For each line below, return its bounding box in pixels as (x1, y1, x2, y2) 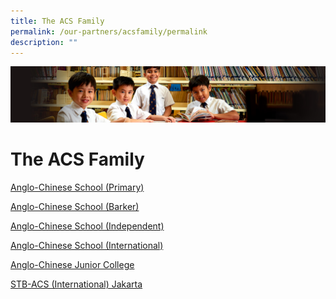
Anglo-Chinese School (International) (10, 239, 164, 251)
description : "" (10, 37, 78, 47)
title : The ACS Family (10, 16, 105, 26)
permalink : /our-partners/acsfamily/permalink (10, 26, 208, 37)
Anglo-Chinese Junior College (10, 258, 135, 270)
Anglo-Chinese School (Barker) (10, 200, 140, 212)
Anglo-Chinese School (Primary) (10, 181, 145, 193)
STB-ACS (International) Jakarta (10, 278, 143, 290)
